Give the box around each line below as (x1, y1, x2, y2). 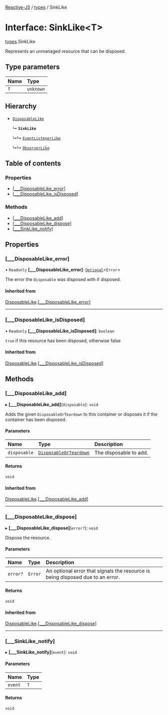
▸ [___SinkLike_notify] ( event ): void (5, 649, 77, 655)
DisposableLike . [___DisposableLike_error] (5, 299, 91, 305)
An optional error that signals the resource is (45, 567, 150, 574)
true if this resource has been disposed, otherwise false (5, 337, 121, 343)
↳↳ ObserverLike (12, 144, 50, 150)
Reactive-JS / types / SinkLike (5, 5, 67, 10)
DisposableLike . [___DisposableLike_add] (5, 496, 88, 502)
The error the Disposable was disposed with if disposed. (5, 277, 121, 283)
